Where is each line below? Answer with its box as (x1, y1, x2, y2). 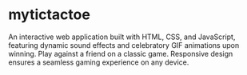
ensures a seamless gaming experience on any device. (8, 57, 189, 67)
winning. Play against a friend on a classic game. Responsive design (8, 49, 233, 58)
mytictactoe (8, 6, 90, 24)
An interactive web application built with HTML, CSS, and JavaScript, (8, 32, 236, 41)
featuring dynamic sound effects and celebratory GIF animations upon (8, 40, 240, 49)
